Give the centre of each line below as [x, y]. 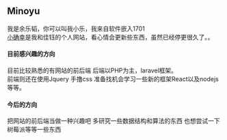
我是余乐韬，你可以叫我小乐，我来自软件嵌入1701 [76, 28]
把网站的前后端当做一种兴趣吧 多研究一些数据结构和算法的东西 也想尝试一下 [113, 121]
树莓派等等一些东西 [34, 130]
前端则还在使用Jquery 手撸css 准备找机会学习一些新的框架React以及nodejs [113, 79]
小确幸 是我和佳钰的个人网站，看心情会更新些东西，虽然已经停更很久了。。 [110, 37]
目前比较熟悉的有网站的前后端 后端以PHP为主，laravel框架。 [92, 70]
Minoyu [24, 11]
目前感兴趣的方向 [31, 54]
